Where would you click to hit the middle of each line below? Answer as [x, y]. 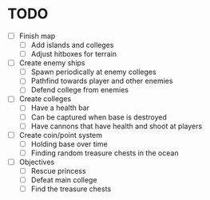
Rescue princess [58, 171]
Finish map [37, 36]
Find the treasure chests [71, 189]
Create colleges [45, 99]
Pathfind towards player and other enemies [102, 81]
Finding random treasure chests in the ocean [105, 153]
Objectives [37, 162]
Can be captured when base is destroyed [99, 117]
